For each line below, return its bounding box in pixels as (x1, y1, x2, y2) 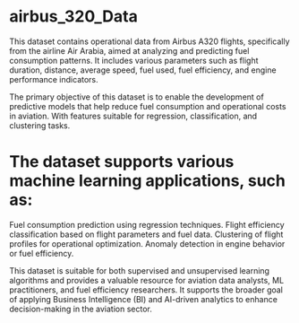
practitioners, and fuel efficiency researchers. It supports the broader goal (9, 284, 284, 295)
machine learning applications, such (9, 170, 286, 191)
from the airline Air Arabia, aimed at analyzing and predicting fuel (9, 45, 250, 56)
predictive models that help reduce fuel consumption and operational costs (9, 100, 286, 111)
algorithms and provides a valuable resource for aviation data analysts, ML (9, 275, 285, 285)
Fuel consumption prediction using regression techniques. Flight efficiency (9, 219, 285, 230)
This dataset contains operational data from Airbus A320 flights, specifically (9, 36, 290, 47)
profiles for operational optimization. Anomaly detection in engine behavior (9, 238, 286, 249)
